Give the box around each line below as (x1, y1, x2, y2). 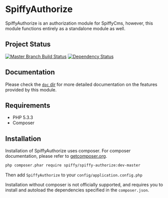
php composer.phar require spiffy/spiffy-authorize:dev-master (5, 163, 141, 168)
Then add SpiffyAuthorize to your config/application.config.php (5, 172, 142, 178)
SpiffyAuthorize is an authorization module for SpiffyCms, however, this (5, 20, 153, 26)
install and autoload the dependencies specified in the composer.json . (5, 187, 149, 193)
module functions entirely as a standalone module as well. (5, 25, 126, 31)
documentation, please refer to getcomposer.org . (5, 153, 107, 159)
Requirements (5, 101, 50, 110)
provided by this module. (5, 86, 57, 92)
